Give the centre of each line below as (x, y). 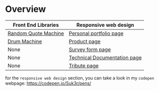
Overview (26, 9)
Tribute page (84, 66)
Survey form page (90, 49)
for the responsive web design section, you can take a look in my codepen (80, 78)
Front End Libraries (36, 25)
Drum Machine (25, 41)
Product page (85, 41)
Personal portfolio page (96, 33)
